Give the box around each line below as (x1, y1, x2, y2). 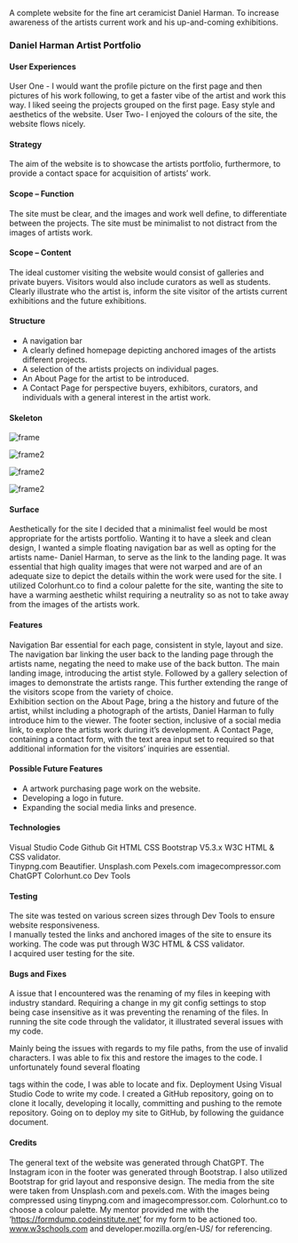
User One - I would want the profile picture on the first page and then (9, 81, 263, 91)
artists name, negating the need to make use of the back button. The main (9, 658, 280, 669)
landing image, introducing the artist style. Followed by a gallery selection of (9, 668, 288, 678)
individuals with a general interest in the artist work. (21, 392, 211, 402)
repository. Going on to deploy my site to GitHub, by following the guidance (9, 1107, 285, 1118)
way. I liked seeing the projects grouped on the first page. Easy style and (9, 99, 276, 110)
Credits (9, 1136, 37, 1148)
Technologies (9, 822, 61, 833)
